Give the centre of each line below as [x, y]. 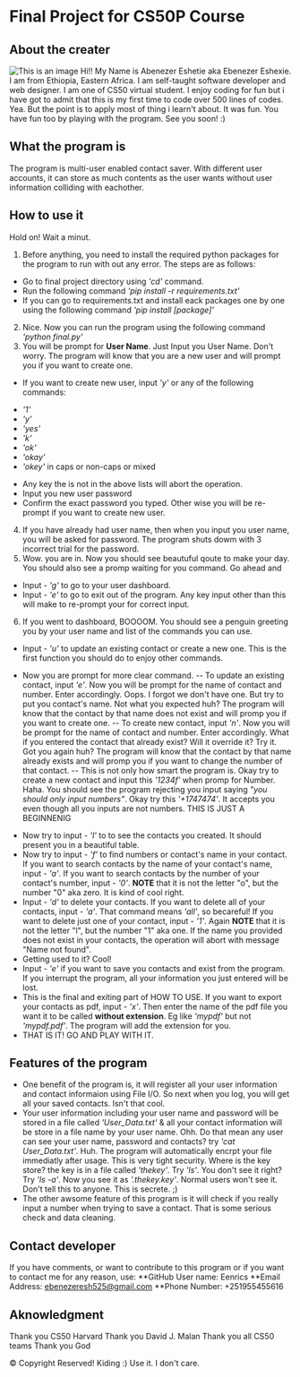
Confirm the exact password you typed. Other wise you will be [137, 502]
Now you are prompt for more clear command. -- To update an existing [153, 675]
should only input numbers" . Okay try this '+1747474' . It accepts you [149, 799]
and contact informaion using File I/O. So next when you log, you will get [156, 1094]
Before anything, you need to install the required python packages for [150, 254]
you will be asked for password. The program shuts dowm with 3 [142, 539]
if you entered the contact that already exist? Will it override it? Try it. [150, 741]
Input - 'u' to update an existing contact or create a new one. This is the [154, 648]
